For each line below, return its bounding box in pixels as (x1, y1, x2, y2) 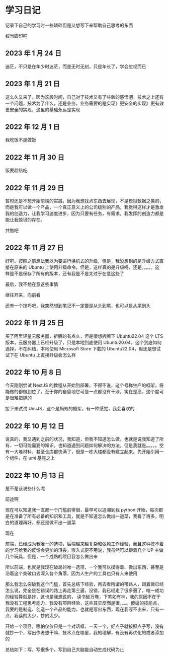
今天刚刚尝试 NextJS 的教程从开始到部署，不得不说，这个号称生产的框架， (5, 382, 159, 388)
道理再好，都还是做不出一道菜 (14, 520, 76, 526)
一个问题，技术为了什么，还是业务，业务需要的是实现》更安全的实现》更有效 (5, 100, 164, 106)
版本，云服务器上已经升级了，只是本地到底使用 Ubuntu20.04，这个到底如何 (5, 339, 162, 345)
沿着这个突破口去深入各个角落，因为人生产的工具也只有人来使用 (5, 570, 137, 576)
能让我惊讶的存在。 (5, 217, 45, 223)
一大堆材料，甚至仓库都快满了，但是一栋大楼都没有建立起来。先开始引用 (9, 449, 159, 455)
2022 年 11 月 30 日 (5, 153, 64, 162)
